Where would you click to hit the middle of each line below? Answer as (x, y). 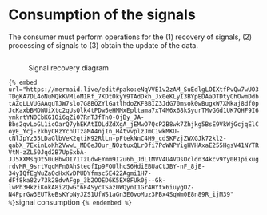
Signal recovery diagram (69, 68)
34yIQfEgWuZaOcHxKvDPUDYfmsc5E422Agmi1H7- (80, 173)
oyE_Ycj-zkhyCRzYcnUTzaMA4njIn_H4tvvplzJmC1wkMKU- (94, 131)
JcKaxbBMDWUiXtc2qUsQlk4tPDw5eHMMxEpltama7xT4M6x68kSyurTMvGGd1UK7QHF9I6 (134, 110)
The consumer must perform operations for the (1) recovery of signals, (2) (130, 37)
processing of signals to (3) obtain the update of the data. (103, 45)
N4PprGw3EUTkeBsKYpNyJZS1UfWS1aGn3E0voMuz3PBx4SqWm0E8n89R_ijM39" (121, 194)
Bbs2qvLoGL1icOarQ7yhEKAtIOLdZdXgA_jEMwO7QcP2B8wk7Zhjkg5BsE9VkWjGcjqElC (134, 124)
